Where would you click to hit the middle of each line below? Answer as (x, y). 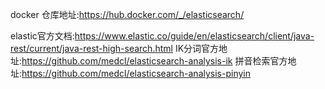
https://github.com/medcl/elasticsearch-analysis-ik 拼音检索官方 (154, 61)
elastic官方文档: (42, 36)
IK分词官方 (197, 48)
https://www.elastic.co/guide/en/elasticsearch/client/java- (194, 36)
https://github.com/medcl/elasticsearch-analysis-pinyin (136, 73)
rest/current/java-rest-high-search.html (91, 48)
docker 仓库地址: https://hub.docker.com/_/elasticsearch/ (127, 14)
